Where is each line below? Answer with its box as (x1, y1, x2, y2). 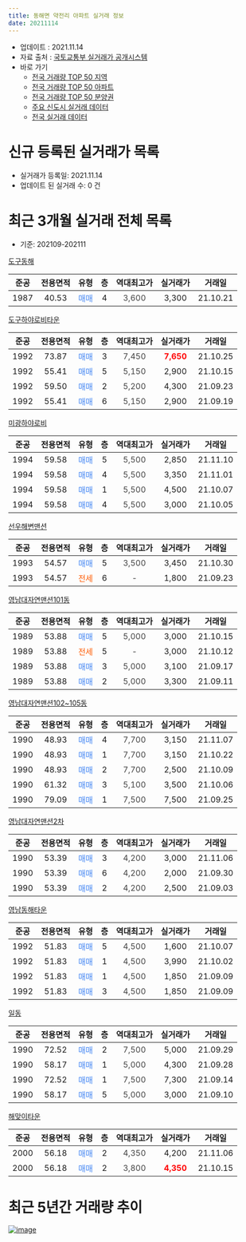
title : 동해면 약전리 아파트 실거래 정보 (8, 11, 124, 20)
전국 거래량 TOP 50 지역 (31, 72, 107, 81)
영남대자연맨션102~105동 (8, 698, 88, 708)
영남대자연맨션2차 (8, 816, 64, 827)
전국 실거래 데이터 (31, 112, 88, 121)
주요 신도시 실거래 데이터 (31, 101, 109, 112)
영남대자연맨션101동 (8, 595, 70, 605)
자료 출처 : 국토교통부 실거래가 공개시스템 (19, 52, 148, 62)
